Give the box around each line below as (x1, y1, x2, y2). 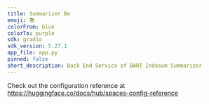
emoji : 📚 (7, 17, 35, 24)
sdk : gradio (7, 36, 42, 43)
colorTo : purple (7, 29, 55, 37)
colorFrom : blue (7, 23, 55, 30)
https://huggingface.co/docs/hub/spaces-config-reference (7, 89, 179, 97)
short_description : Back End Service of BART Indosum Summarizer (7, 62, 202, 69)
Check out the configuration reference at (7, 81, 126, 89)
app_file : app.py (7, 50, 58, 57)
